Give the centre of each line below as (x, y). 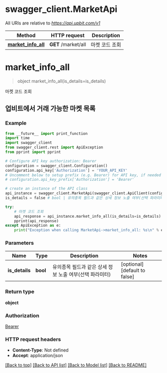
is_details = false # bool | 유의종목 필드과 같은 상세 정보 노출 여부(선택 (77, 198)
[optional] (132, 264)
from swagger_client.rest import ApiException (54, 148)
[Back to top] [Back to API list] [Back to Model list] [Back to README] (76, 365)
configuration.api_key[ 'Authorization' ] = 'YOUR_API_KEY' (66, 170)
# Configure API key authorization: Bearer (51, 161)
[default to (133, 271)
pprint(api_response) (36, 221)
